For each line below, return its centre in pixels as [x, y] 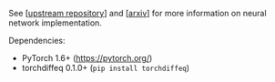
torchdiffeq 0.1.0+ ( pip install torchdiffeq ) [106, 68]
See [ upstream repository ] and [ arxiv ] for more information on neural [137, 13]
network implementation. [55, 23]
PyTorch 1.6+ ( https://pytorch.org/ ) [87, 58]
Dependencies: [37, 41]
